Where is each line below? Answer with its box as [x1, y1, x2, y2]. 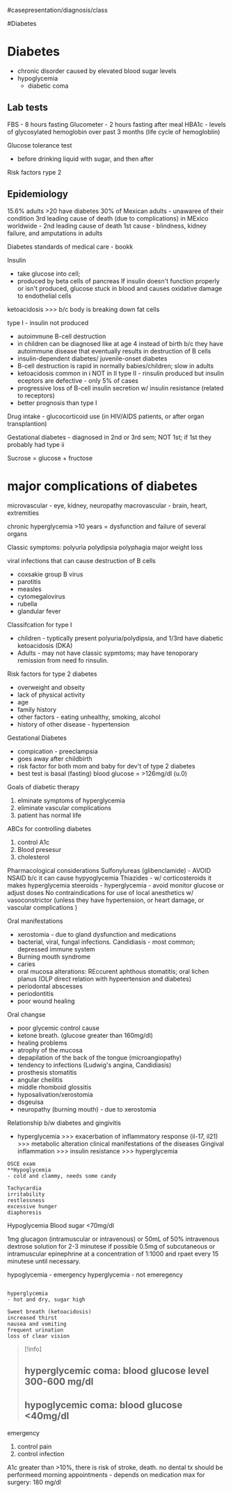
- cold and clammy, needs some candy [7, 1172, 117, 1179]
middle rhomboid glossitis [17, 1082, 92, 1091]
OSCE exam [7, 1160, 36, 1167]
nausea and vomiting [7, 1320, 67, 1327]
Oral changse [7, 1010, 46, 1018]
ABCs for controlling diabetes [7, 824, 92, 832]
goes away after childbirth [17, 755, 93, 763]
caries [17, 960, 36, 968]
